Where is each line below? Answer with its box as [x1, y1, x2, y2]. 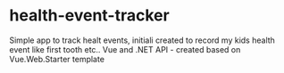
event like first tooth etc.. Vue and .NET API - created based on [9, 44, 241, 54]
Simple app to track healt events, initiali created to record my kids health [9, 35, 275, 45]
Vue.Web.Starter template [9, 53, 105, 64]
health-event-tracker [9, 5, 170, 26]
